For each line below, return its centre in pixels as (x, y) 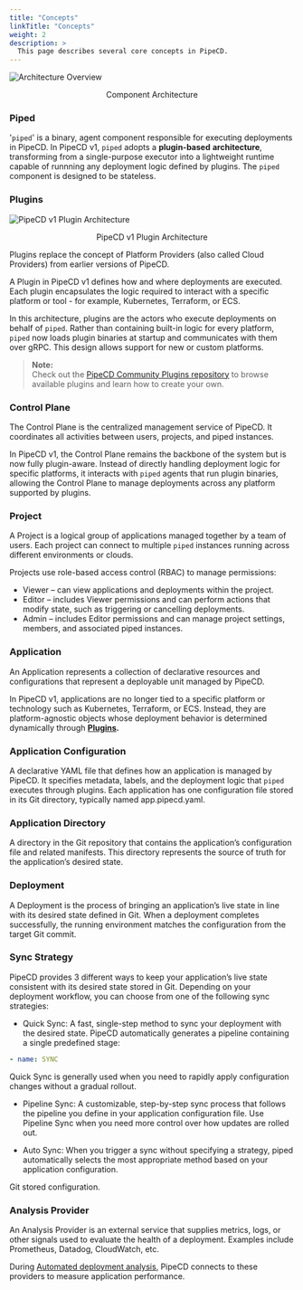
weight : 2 (28, 34)
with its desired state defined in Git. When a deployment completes (134, 915)
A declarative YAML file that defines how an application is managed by (141, 771)
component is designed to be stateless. (83, 176)
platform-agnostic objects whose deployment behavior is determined (138, 718)
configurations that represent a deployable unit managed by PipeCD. (137, 681)
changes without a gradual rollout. (73, 1086)
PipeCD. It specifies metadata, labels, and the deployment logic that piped (147, 780)
